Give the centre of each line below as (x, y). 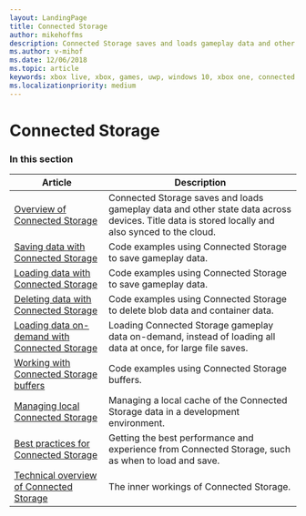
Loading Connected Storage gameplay (191, 326)
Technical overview (56, 476)
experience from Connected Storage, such (200, 450)
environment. (137, 423)
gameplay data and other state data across (200, 209)
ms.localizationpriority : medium (73, 86)
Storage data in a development (174, 412)
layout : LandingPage (49, 18)
